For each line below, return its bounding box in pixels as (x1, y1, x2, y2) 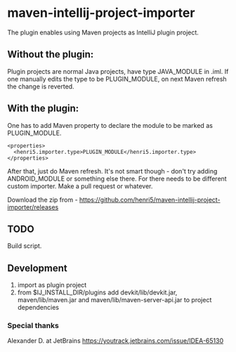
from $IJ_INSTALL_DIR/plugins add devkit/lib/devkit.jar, (17, 288, 178, 296)
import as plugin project (17, 281, 87, 289)
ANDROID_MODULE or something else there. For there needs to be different (7, 174, 227, 183)
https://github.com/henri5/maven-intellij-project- (79, 195, 221, 204)
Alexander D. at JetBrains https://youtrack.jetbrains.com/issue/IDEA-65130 (7, 337, 224, 345)
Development (7, 262, 68, 274)
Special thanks (7, 321, 60, 331)
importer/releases (7, 202, 59, 211)
